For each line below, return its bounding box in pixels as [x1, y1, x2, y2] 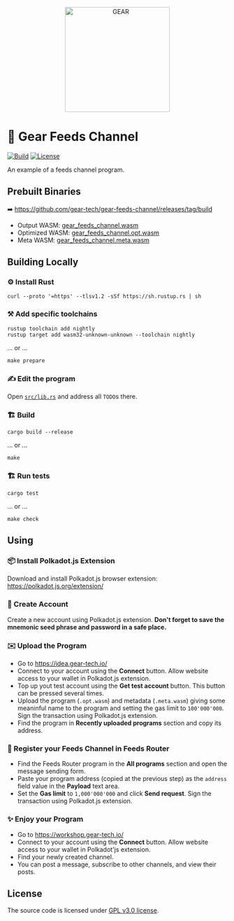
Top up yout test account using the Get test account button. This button [17, 681, 226, 690]
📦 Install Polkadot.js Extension [7, 555, 115, 565]
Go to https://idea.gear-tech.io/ [17, 659, 108, 667]
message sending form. [17, 767, 86, 775]
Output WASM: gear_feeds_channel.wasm [17, 221, 139, 229]
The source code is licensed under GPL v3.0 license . [7, 906, 159, 915]
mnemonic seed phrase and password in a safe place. [7, 623, 167, 631]
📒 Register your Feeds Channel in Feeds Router [7, 743, 170, 753]
